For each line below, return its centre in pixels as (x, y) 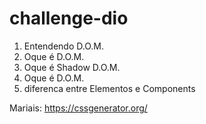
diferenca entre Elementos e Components (109, 88)
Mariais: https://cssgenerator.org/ (78, 108)
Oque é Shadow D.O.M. (72, 67)
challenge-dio (69, 18)
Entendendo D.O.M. (63, 46)
